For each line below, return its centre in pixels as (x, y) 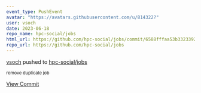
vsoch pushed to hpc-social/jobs (47, 62)
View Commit (23, 83)
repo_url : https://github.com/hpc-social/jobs (65, 45)
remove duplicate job (28, 73)
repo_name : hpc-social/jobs (41, 34)
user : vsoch (21, 23)
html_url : (19, 39)
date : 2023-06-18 (28, 28)
